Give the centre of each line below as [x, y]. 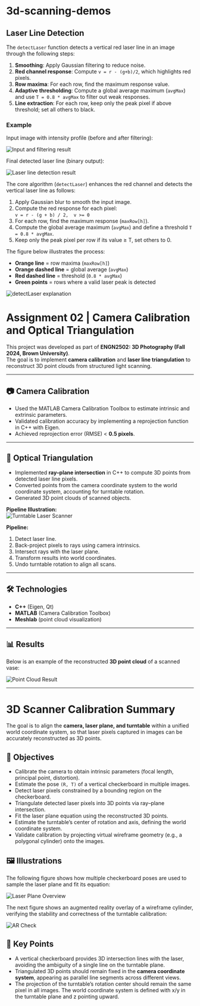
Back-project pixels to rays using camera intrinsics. [78, 545]
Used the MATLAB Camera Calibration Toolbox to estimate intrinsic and [102, 408]
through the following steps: [41, 54]
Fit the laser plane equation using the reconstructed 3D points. [91, 816]
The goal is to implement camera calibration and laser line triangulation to [99, 360]
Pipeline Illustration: [32, 509]
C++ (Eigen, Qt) [34, 606]
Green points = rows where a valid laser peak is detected [85, 282]
